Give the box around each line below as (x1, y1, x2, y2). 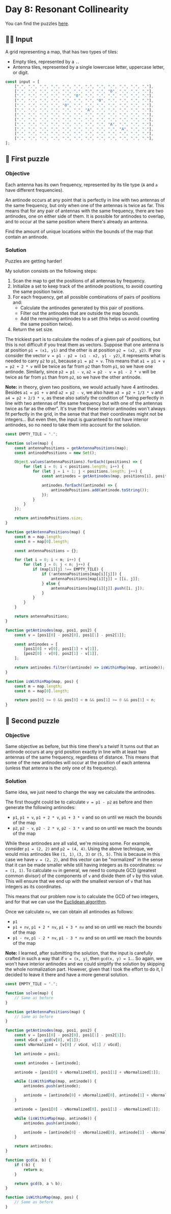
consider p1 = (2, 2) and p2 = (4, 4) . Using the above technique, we (5, 846, 153, 852)
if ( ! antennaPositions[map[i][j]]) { (41, 571, 122, 577)
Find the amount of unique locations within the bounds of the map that (5, 228, 153, 235)
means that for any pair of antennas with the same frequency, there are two (5, 208, 164, 214)
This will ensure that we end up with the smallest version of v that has (5, 878, 151, 884)
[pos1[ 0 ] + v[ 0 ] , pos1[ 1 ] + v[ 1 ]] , (23, 646, 99, 652)
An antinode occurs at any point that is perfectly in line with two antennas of (5, 197, 165, 203)
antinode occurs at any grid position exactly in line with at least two (5, 748, 147, 755)
